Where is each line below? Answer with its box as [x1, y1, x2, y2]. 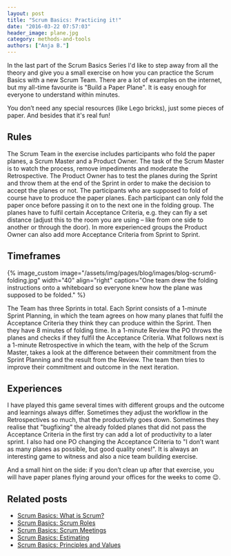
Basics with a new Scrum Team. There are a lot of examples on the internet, [7, 76, 222, 84]
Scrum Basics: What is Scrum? [17, 512, 105, 520]
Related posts [7, 493, 68, 505]
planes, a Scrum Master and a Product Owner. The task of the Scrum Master [7, 157, 224, 165]
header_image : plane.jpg [7, 29, 79, 37]
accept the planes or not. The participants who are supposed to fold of [7, 186, 208, 194]
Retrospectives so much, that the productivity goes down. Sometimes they [7, 416, 219, 424]
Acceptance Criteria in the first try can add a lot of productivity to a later [7, 430, 212, 439]
